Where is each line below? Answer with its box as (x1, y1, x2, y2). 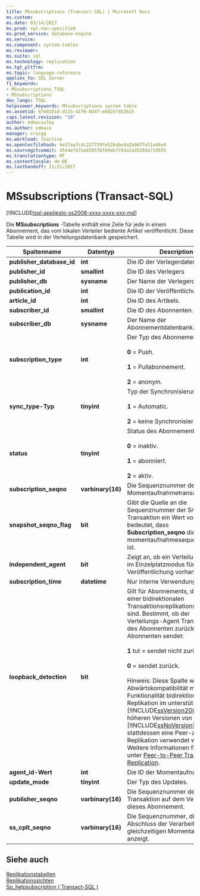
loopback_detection (9, 673, 67, 681)
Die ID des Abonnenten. (127, 306, 193, 315)
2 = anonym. (127, 378, 162, 386)
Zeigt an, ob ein (127, 553, 171, 561)
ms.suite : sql (6, 53, 42, 59)
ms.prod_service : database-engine (6, 31, 92, 37)
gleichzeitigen (127, 827, 167, 835)
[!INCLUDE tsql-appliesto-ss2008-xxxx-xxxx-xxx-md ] (6, 209, 137, 216)
